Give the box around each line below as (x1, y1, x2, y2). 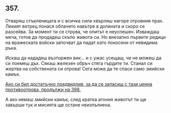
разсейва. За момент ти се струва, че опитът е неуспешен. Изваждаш (5, 28, 160, 35)
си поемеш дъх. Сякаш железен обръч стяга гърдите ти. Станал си (5, 60, 153, 66)
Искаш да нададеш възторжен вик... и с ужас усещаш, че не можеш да (5, 55, 162, 61)
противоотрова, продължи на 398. (5, 86, 81, 93)
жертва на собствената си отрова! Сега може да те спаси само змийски (5, 65, 165, 72)
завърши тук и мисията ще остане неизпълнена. (5, 102, 111, 108)
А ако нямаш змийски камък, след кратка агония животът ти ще (5, 96, 146, 102)
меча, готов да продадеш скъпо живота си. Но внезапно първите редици (5, 34, 166, 40)
